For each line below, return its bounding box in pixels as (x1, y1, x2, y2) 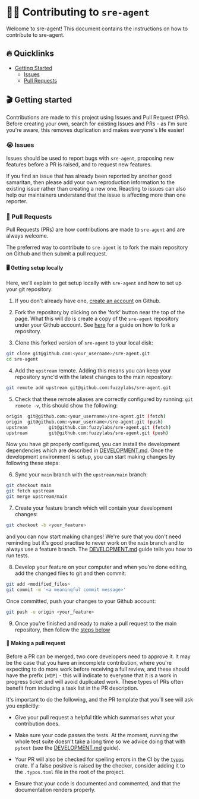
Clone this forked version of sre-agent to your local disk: (14, 339, 153, 346)
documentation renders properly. (14, 786, 96, 793)
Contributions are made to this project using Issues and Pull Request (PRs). (6, 113, 190, 121)
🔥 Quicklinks (6, 49, 55, 59)
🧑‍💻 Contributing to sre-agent (6, 5, 150, 19)
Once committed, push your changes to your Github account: (6, 597, 156, 605)
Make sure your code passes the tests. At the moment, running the (14, 731, 178, 738)
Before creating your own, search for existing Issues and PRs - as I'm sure (6, 120, 188, 127)
